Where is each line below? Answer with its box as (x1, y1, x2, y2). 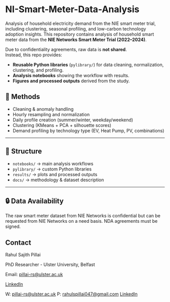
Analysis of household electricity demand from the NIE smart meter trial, (5, 20, 156, 26)
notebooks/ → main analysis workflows (12, 160, 94, 166)
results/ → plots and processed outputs (12, 171, 98, 177)
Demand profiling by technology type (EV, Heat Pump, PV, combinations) (12, 127, 164, 133)
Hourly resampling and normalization (12, 111, 90, 117)
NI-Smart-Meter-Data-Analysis (5, 4, 140, 15)
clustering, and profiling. (12, 67, 64, 73)
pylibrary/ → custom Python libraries (12, 166, 92, 172)
